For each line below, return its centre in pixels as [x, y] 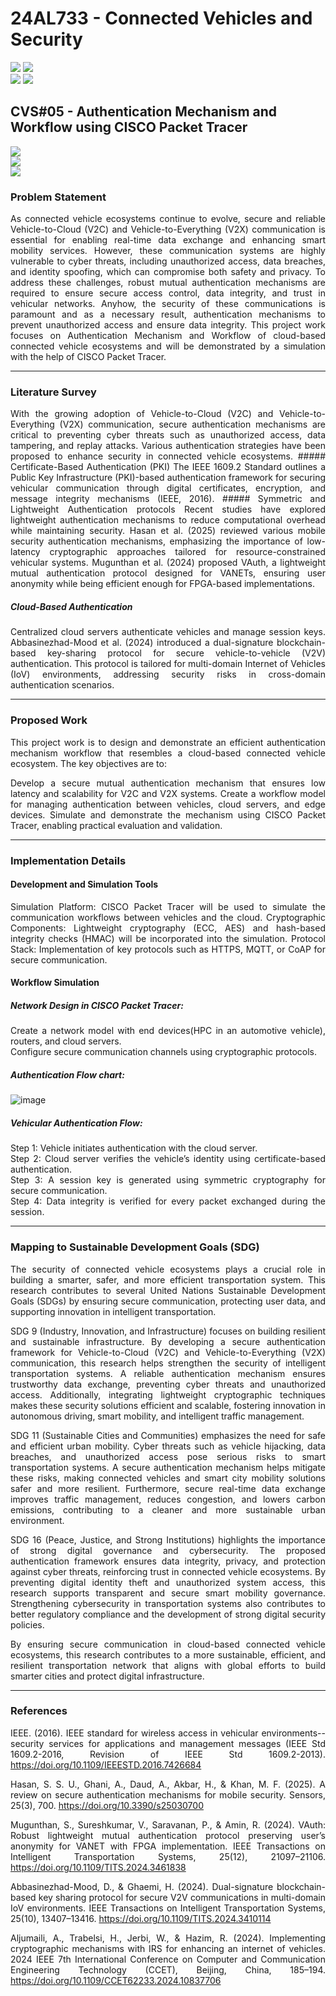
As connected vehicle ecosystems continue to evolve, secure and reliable [168, 219]
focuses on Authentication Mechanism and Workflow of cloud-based [168, 336]
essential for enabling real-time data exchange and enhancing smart [168, 240]
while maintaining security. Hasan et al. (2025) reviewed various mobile [168, 531]
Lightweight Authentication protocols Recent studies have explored [168, 509]
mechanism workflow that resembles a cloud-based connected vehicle [168, 753]
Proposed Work [49, 720]
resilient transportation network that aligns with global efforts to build [168, 1665]
